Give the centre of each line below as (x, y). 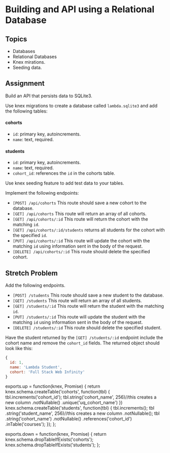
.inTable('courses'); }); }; (31, 424)
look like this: (19, 349)
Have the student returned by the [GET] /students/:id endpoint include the (84, 338)
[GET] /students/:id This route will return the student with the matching (88, 306)
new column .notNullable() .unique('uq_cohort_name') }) (64, 403)
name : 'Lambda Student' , (36, 367)
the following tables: (26, 111)
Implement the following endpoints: (42, 193)
